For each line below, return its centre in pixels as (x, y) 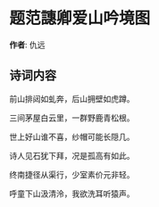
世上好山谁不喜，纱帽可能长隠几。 (72, 137)
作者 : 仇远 (27, 45)
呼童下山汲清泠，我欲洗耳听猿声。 (72, 194)
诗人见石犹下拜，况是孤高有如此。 (72, 155)
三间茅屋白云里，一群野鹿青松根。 (72, 118)
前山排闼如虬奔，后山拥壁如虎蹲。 (72, 98)
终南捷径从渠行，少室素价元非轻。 (72, 174)
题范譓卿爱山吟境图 (80, 18)
